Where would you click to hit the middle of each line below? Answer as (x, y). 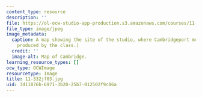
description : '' (26, 17)
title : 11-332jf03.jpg (35, 79)
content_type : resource (36, 12)
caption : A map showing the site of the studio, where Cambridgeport (100, 40)
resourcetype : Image (32, 74)
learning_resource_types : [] (43, 62)
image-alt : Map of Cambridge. (49, 57)
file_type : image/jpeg (35, 29)
